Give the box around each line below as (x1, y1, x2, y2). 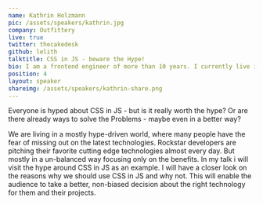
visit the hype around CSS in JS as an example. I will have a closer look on (8, 163, 247, 173)
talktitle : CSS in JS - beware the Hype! (8, 56, 146, 64)
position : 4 (8, 70, 47, 78)
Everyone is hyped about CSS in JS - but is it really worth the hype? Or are (8, 106, 248, 115)
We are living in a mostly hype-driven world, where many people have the (8, 130, 246, 139)
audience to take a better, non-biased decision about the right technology (8, 180, 246, 189)
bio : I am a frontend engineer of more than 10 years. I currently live (8, 63, 250, 71)
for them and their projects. (8, 188, 96, 197)
